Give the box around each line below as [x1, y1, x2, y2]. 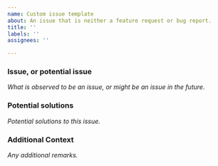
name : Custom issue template [7, 10, 94, 18]
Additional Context [7, 135, 74, 145]
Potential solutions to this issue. [7, 117, 101, 125]
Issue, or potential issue [7, 67, 93, 77]
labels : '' [7, 30, 40, 38]
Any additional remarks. [7, 151, 78, 160]
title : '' [7, 24, 37, 31]
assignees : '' [7, 37, 50, 44]
